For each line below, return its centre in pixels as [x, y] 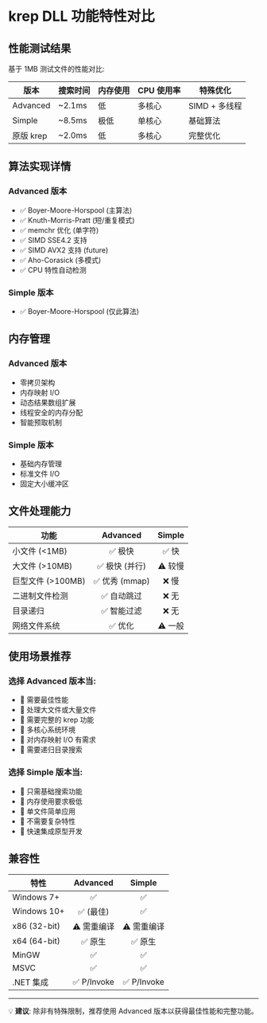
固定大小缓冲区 [44, 484]
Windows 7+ [36, 897]
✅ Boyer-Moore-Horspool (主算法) [76, 210]
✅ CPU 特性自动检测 [53, 270]
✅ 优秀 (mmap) [122, 581]
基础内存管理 [41, 464]
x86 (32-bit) [37, 926]
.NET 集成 [31, 982]
